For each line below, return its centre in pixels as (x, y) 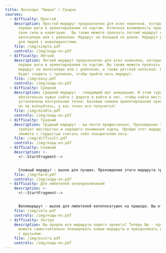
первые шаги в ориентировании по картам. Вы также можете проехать (89, 65)
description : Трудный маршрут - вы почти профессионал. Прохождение (86, 125)
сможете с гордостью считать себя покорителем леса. (74, 134)
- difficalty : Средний (33, 88)
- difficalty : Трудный (33, 120)
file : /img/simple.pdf (37, 46)
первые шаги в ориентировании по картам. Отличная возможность (85, 28)
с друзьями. (30, 234)
